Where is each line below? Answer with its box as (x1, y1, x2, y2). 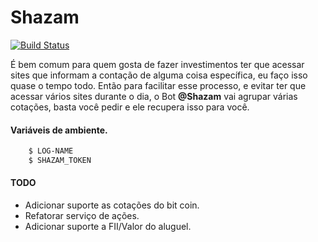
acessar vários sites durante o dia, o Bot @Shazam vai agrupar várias (10, 90, 298, 102)
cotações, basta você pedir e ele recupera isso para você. (10, 101, 250, 113)
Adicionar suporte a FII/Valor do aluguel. (24, 221, 192, 233)
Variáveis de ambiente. (10, 124, 108, 136)
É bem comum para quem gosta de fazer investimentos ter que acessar (10, 58, 305, 70)
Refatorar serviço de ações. (24, 210, 140, 222)
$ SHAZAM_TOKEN (28, 156, 92, 166)
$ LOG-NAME (28, 146, 74, 156)
